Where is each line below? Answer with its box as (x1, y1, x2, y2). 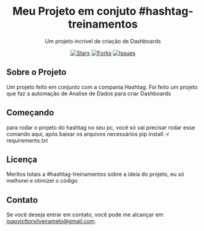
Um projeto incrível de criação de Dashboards (45, 37, 161, 45)
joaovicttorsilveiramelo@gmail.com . (6, 218, 97, 225)
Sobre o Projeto (6, 67, 67, 78)
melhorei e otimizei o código (6, 177, 78, 185)
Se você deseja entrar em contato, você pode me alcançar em (6, 211, 164, 218)
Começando (6, 108, 55, 118)
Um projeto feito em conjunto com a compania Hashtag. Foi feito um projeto (6, 83, 198, 90)
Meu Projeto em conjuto (12, 4, 137, 18)
